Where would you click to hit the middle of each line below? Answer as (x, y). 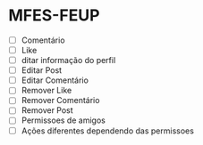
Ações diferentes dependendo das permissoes (107, 131)
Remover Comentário (60, 101)
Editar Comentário (55, 80)
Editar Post (42, 70)
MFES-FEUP (54, 16)
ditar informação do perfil (68, 60)
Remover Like (47, 91)
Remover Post (47, 110)
